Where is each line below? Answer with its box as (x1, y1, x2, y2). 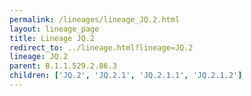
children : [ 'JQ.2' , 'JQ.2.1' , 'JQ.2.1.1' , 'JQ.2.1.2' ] (9, 71, 243, 81)
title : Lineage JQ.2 (9, 33, 96, 43)
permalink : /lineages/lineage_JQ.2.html (9, 14, 181, 25)
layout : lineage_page (9, 24, 100, 34)
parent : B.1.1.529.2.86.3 (9, 61, 117, 71)
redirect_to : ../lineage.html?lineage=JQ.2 (9, 42, 194, 53)
